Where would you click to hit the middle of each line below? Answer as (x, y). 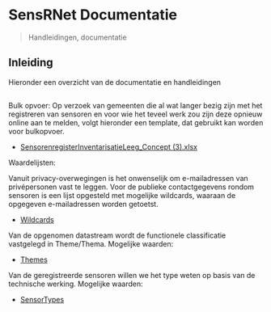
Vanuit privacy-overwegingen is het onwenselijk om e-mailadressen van (128, 179)
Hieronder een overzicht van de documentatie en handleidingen (114, 82)
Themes (34, 259)
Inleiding (31, 63)
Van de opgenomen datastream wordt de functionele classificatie (117, 235)
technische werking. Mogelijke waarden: (76, 284)
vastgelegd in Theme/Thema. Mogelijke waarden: (91, 244)
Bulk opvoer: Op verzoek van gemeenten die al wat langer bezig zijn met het (135, 106)
